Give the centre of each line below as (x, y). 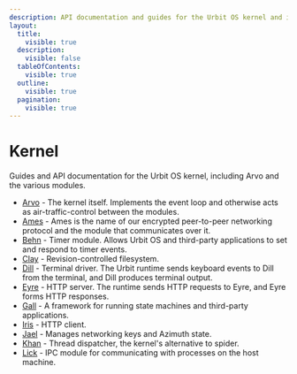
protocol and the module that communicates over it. (116, 231)
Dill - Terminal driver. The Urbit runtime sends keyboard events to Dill (148, 268)
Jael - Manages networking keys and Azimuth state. (117, 334)
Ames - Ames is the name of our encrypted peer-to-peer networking (147, 221)
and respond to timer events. (74, 249)
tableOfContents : (49, 67)
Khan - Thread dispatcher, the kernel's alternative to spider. (131, 343)
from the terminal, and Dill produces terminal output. (117, 278)
